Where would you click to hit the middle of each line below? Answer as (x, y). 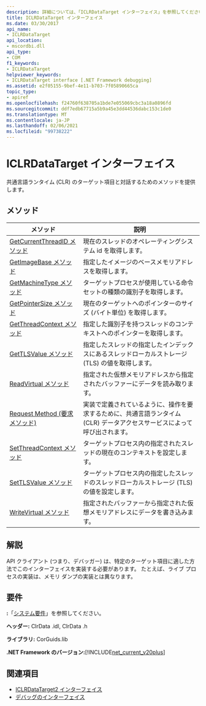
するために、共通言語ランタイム (135, 413)
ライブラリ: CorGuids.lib (37, 639)
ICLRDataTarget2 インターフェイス (59, 689)
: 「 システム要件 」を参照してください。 (55, 614)
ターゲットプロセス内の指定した (129, 473)
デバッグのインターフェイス (50, 697)
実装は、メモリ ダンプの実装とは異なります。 (79, 576)
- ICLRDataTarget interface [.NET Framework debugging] (79, 80)
